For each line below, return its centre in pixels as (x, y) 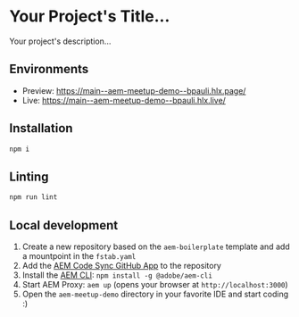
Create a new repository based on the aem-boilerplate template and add (156, 246)
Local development (64, 225)
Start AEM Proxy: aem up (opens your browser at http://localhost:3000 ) (155, 284)
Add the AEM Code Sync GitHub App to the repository (121, 265)
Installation (41, 128)
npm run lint (33, 197)
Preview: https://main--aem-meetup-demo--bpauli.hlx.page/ (134, 90)
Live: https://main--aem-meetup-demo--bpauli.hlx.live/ (124, 100)
